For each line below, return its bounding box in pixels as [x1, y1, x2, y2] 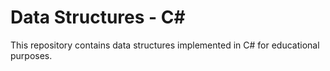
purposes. [10, 49, 53, 61]
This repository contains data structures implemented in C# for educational [10, 39, 320, 51]
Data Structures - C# [10, 6, 186, 29]
